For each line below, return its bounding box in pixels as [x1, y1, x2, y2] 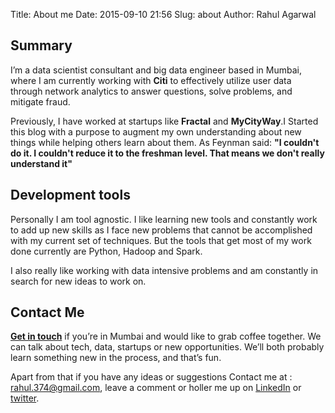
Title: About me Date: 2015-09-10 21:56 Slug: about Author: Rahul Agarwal [10, 9, 317, 20]
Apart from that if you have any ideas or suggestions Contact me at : [10, 371, 293, 383]
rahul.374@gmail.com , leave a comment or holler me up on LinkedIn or [10, 382, 302, 394]
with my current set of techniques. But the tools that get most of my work [10, 234, 312, 246]
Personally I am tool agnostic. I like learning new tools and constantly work [10, 213, 318, 225]
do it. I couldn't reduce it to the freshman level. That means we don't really [10, 147, 325, 159]
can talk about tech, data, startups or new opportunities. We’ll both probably [10, 341, 325, 353]
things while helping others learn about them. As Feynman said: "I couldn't [10, 136, 320, 148]
